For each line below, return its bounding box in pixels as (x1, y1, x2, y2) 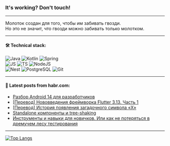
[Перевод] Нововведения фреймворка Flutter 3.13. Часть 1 (12, 99, 139, 105)
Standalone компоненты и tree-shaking (12, 110, 96, 116)
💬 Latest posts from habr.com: (5, 82, 70, 88)
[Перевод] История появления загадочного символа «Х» (12, 104, 137, 110)
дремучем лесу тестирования (12, 120, 78, 126)
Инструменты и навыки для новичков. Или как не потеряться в (12, 115, 150, 121)
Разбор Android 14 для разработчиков (12, 93, 95, 100)
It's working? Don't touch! (5, 4, 71, 11)
